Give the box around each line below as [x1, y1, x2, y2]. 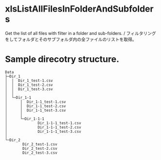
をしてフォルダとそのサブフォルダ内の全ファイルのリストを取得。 [5, 36, 137, 42]
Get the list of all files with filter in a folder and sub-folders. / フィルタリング [5, 30, 156, 36]
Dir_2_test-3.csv [22, 150, 57, 155]
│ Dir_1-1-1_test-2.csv [5, 125, 81, 129]
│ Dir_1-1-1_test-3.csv [5, 129, 81, 134]
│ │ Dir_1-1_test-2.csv [5, 103, 66, 109]
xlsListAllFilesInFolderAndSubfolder [5, 3, 154, 15]
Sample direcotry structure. [5, 54, 120, 65]
